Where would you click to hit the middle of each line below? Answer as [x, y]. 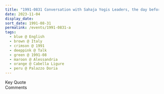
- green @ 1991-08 [28, 55]
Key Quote [16, 82]
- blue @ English [27, 37]
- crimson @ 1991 [27, 46]
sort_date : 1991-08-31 [28, 23]
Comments [16, 87]
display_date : [20, 19]
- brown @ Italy [26, 41]
